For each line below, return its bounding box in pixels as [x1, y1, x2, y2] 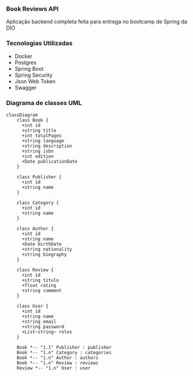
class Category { [16, 200, 59, 205]
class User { [16, 303, 49, 309]
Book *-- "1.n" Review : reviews [16, 359, 99, 366]
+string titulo [21, 277, 59, 283]
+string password [21, 323, 65, 329]
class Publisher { [16, 174, 62, 180]
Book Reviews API [6, 5, 59, 13]
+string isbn [21, 148, 54, 154]
